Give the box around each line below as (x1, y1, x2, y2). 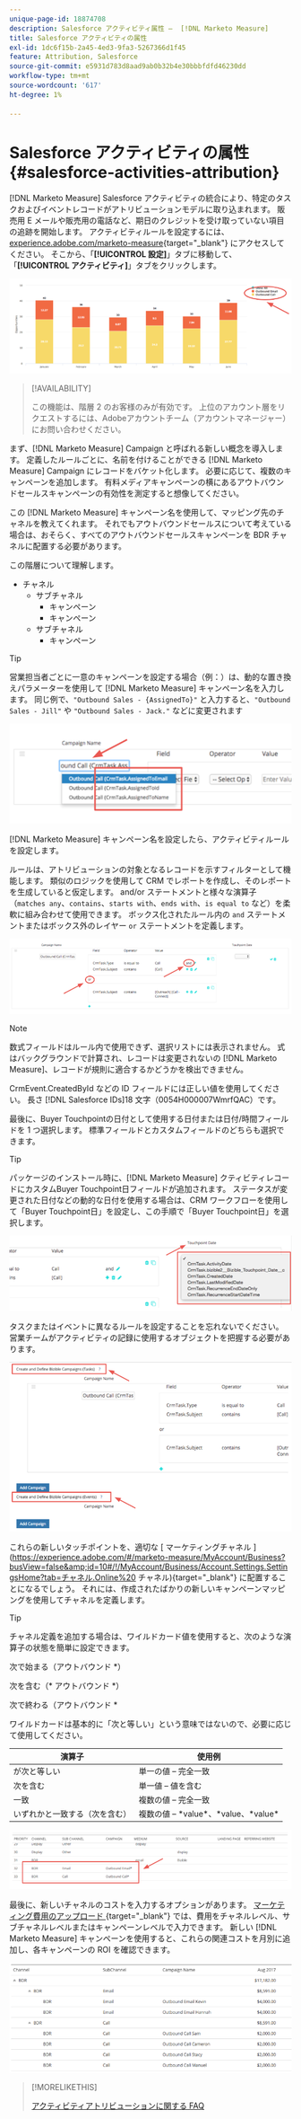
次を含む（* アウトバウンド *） (9, 1680, 124, 1691)
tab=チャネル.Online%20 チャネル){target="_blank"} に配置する (44, 1572, 279, 1583)
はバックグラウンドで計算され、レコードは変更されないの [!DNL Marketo (9, 1052, 278, 1064)
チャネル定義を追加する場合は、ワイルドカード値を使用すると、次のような (9, 1630, 284, 1641)
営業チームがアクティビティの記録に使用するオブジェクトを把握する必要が (9, 1332, 283, 1343)
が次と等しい (13, 1766, 61, 1777)
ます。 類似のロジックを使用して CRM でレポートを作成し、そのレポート (24, 876, 292, 887)
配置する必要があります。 (32, 541, 127, 552)
